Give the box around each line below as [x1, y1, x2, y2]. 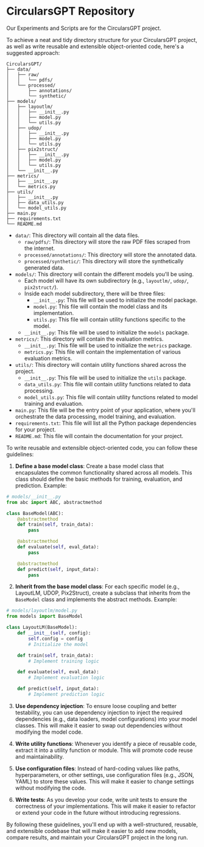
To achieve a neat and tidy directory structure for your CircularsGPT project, [6, 36, 198, 43]
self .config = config [28, 636, 83, 642]
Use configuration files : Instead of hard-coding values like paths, [15, 765, 181, 772]
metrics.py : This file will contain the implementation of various [24, 348, 181, 355]
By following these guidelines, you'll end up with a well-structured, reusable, [6, 821, 198, 828]
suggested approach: [6, 49, 60, 56]
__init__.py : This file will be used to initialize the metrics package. [24, 341, 192, 349]
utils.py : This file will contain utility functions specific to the [33, 316, 186, 323]
